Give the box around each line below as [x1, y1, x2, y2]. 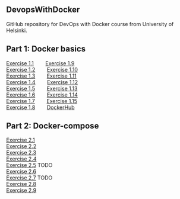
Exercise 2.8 [6, 181, 37, 188]
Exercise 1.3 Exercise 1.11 [6, 72, 77, 79]
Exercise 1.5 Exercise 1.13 [6, 85, 78, 92]
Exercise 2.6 [6, 168, 37, 175]
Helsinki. [6, 27, 28, 34]
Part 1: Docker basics [6, 44, 86, 54]
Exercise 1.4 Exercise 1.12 [6, 78, 78, 85]
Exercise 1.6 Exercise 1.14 [6, 91, 78, 98]
